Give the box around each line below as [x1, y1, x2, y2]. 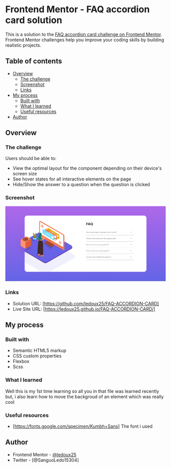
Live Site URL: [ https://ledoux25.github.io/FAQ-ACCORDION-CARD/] [12, 306, 156, 312]
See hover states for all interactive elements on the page [12, 176, 131, 182]
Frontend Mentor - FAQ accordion [5, 4, 150, 15]
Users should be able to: [5, 155, 57, 162]
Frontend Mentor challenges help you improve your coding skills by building [5, 37, 164, 43]
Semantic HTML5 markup [12, 348, 67, 354]
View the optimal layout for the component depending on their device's [12, 165, 162, 171]
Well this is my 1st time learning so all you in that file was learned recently [5, 388, 159, 394]
